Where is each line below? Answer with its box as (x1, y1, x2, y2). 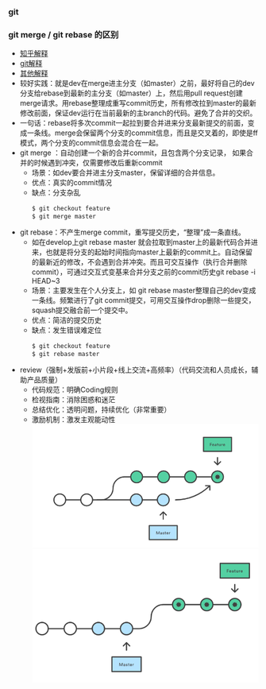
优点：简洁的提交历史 (31, 315, 102, 325)
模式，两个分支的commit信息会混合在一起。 (19, 138, 163, 148)
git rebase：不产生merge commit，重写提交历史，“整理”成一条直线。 (19, 227, 245, 237)
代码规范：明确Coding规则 (31, 385, 119, 395)
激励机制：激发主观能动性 (31, 415, 116, 424)
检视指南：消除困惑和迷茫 (31, 395, 116, 404)
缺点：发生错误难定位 (31, 325, 102, 335)
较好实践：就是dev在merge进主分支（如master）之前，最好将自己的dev (19, 79, 256, 88)
